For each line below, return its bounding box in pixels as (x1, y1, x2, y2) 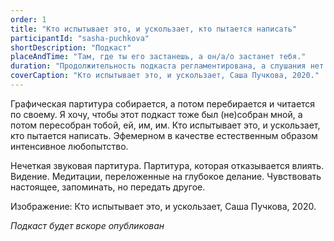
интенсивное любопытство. (10, 140, 129, 152)
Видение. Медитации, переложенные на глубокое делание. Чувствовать (10, 170, 322, 182)
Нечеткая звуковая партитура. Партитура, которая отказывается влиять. (10, 159, 325, 171)
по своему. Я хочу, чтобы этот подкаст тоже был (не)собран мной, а (10, 108, 303, 120)
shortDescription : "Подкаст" (10, 42, 132, 53)
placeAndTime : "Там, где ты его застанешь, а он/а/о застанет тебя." (10, 52, 307, 62)
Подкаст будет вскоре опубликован (10, 219, 165, 231)
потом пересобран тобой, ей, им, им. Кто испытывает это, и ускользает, (10, 119, 321, 131)
